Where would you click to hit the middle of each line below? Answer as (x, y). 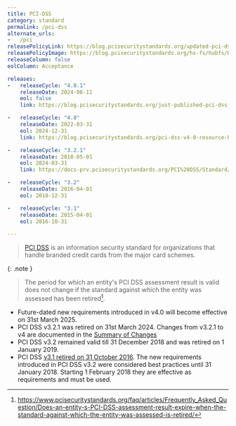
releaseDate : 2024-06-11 (56, 92)
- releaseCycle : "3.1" (44, 208)
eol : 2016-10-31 (44, 221)
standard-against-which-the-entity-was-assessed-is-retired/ (106, 414)
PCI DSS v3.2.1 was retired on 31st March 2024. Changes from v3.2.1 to (120, 327)
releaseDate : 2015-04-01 (56, 215)
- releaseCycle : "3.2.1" (47, 150)
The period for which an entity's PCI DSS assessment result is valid (122, 282)
